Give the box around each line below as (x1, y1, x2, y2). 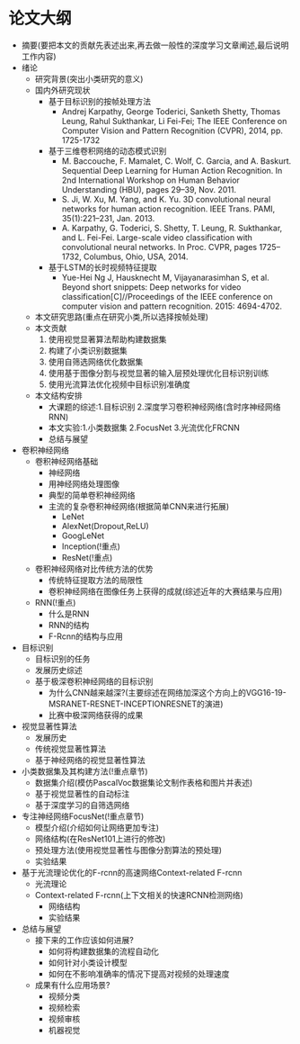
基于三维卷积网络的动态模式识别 (48, 145, 167, 156)
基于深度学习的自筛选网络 (34, 799, 130, 810)
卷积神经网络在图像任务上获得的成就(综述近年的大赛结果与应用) (48, 586, 283, 597)
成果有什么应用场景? (34, 979, 110, 990)
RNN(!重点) (34, 597, 76, 607)
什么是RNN (48, 608, 90, 619)
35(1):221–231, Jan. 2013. (61, 212, 155, 223)
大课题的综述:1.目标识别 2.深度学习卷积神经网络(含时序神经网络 (48, 401, 281, 412)
